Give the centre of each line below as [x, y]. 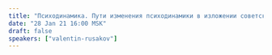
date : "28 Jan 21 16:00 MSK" [57, 23]
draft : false [30, 31]
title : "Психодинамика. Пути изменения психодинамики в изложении [123, 16]
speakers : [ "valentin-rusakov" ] [63, 38]
